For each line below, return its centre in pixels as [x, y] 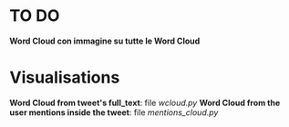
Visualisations [65, 78]
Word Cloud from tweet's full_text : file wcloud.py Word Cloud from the [145, 103]
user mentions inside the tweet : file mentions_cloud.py [114, 112]
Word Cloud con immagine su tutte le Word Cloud [105, 41]
